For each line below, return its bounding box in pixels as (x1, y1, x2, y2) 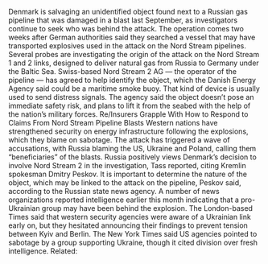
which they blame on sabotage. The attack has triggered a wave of (8, 135, 231, 144)
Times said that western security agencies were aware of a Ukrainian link (8, 212, 251, 221)
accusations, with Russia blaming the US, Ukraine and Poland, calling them (8, 144, 257, 153)
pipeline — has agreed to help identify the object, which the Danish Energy (8, 76, 256, 85)
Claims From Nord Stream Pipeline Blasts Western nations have (8, 118, 218, 127)
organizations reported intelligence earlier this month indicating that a (8, 195, 240, 204)
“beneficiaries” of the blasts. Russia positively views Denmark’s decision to (8, 152, 258, 162)
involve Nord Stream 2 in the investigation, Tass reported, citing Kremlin (8, 161, 247, 170)
